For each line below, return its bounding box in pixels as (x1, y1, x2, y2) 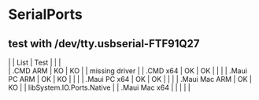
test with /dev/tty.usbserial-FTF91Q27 (8, 37, 200, 50)
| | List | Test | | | (8, 57, 61, 67)
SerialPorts (8, 6, 83, 24)
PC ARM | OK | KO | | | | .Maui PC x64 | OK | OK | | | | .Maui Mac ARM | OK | (8, 75, 252, 83)
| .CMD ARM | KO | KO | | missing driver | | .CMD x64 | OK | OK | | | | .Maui (8, 66, 248, 76)
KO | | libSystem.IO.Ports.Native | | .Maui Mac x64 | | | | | (8, 83, 191, 92)
